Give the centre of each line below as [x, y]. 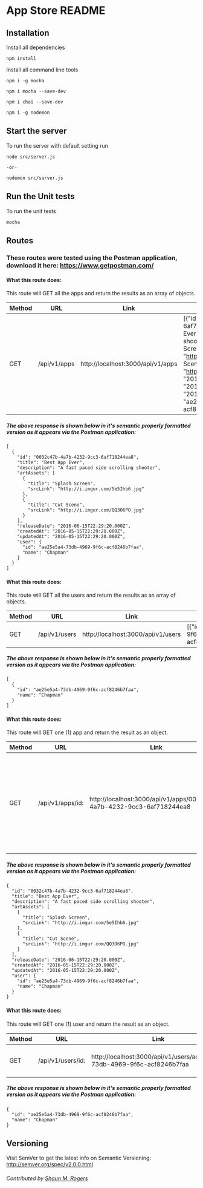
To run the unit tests [31, 211]
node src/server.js [31, 157]
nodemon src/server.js [35, 178]
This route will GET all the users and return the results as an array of [91, 595]
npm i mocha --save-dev [36, 91]
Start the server [37, 131]
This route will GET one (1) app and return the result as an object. [87, 732]
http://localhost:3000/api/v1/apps [129, 364]
